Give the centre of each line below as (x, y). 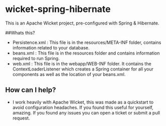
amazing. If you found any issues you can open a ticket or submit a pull (86, 112)
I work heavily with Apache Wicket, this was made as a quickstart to (83, 102)
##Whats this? (20, 32)
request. (21, 118)
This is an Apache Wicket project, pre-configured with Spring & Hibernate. (82, 23)
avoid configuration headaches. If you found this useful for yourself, (83, 107)
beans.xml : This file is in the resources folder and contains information (86, 53)
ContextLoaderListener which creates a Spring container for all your (83, 69)
